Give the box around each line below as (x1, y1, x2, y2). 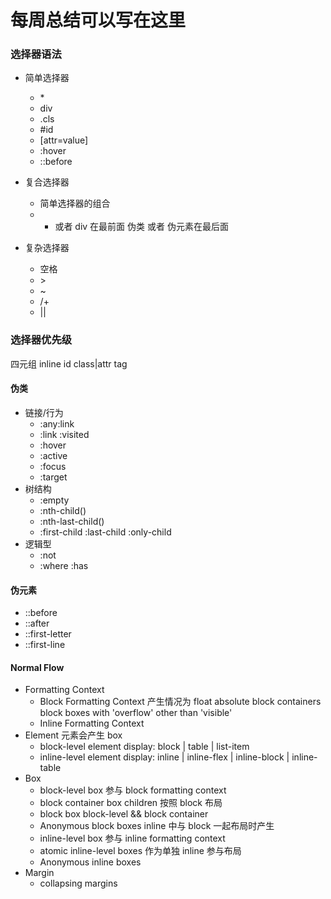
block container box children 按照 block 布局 (39, 797, 223, 809)
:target (39, 471, 68, 483)
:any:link (39, 417, 75, 430)
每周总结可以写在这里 (10, 9, 187, 32)
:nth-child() (39, 504, 87, 516)
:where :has (39, 559, 89, 571)
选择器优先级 (10, 333, 73, 347)
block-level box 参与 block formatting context (39, 784, 227, 796)
